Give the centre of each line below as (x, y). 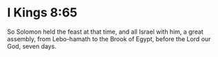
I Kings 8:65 (42, 13)
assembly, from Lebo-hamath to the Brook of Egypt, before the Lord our (109, 38)
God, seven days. (32, 46)
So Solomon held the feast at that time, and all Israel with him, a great (106, 32)
